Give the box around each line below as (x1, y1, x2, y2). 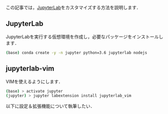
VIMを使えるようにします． (6, 78, 63, 84)
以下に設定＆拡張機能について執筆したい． (6, 103, 95, 109)
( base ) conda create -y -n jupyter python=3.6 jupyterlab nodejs (6, 50, 147, 55)
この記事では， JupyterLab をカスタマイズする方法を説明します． (6, 5, 142, 10)
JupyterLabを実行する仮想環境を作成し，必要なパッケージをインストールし (6, 34, 163, 40)
